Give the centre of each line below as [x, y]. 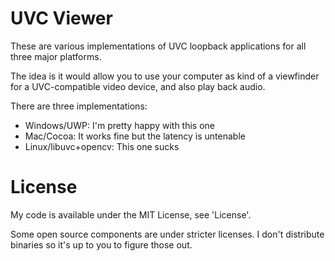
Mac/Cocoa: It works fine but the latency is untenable [135, 136]
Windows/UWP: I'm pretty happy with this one [120, 125]
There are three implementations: [79, 106]
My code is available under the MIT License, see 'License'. [131, 214]
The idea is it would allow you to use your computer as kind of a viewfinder [165, 76]
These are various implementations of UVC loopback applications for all [158, 46]
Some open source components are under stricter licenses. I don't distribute [167, 234]
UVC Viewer [61, 18]
